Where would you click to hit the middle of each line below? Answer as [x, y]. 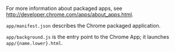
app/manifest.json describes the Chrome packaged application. [83, 26]
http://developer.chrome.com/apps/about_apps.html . [70, 14]
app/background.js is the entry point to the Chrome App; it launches [88, 37]
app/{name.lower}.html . [35, 43]
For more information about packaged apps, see [64, 8]
